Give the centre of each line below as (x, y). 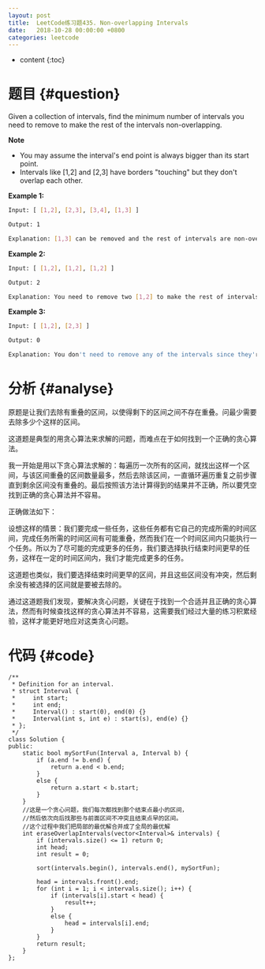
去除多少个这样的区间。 (46, 422)
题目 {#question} (64, 94)
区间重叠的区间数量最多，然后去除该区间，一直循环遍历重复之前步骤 (146, 475)
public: (21, 746)
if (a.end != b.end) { (74, 760)
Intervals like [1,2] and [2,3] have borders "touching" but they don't (129, 172)
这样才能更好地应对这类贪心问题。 (77, 621)
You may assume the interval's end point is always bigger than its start (134, 155)
